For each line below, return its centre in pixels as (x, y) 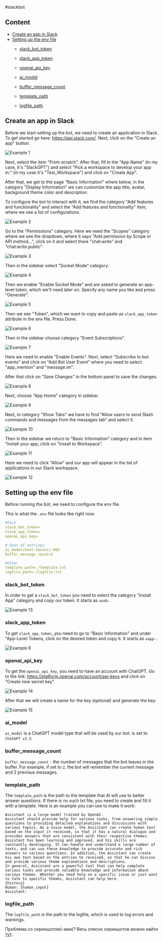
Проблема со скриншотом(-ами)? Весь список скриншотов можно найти (81, 929)
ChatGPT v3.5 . (19, 738)
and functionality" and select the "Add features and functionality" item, (76, 207)
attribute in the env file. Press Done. (41, 319)
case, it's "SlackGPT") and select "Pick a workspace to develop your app (78, 167)
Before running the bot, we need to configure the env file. (63, 504)
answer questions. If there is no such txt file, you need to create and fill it (78, 800)
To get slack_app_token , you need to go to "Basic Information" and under (78, 633)
